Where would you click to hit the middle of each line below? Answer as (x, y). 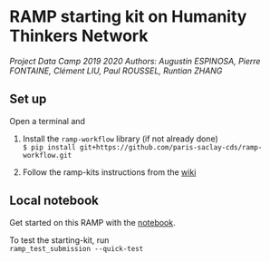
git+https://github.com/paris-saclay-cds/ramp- (171, 147)
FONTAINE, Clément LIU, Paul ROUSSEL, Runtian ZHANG (116, 71)
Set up (28, 99)
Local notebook (54, 201)
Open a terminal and (48, 121)
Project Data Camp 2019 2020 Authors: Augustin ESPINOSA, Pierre (135, 61)
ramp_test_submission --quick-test (77, 248)
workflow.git (47, 155)
